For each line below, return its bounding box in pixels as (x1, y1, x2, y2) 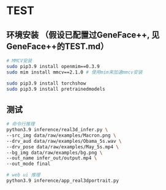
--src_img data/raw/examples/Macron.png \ (6, 132, 116, 139)
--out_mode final (6, 161, 51, 167)
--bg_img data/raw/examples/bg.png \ (6, 150, 103, 156)
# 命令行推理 (6, 121, 35, 127)
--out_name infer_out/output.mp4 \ (6, 155, 97, 161)
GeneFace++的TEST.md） (6, 41, 109, 51)
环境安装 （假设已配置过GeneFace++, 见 (6, 29, 160, 40)
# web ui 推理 (6, 172, 41, 178)
